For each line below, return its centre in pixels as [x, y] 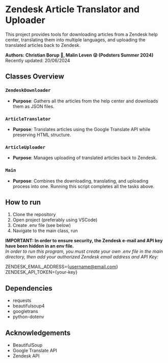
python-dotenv [28, 317]
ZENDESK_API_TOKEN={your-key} [41, 272]
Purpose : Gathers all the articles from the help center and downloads [85, 101]
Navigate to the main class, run [45, 231]
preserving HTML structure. [42, 135]
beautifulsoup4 [29, 306]
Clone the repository [34, 215]
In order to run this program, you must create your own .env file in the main [84, 251]
